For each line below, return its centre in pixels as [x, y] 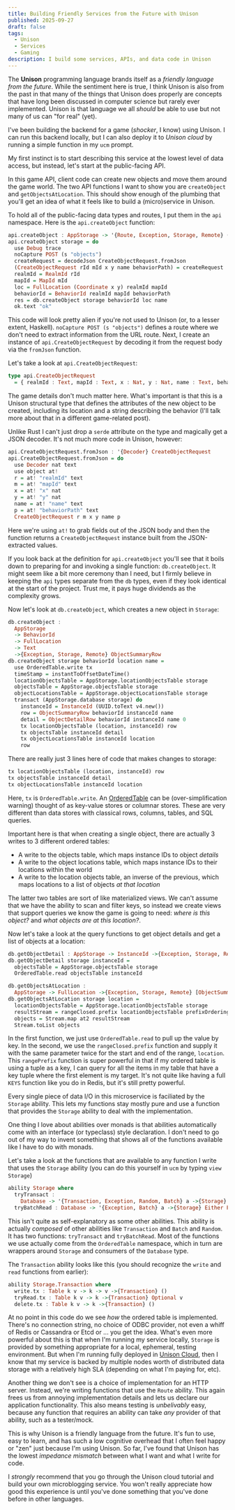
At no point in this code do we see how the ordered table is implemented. [113, 1317]
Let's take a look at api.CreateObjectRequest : [73, 363]
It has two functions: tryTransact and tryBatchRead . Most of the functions [114, 1236]
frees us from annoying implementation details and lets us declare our [108, 1398]
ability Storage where [41, 1189]
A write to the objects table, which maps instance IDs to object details [118, 855]
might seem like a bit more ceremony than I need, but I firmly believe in [110, 573]
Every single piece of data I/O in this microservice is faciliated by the [106, 1096]
